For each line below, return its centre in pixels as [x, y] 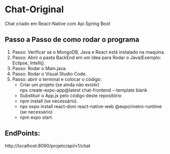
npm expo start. [37, 117]
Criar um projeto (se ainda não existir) [60, 84]
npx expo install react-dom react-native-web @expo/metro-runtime [91, 106]
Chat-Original [34, 9]
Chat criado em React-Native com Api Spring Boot [58, 24]
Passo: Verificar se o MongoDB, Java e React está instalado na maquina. [89, 52]
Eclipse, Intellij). [29, 63]
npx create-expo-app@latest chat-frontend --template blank [83, 90]
